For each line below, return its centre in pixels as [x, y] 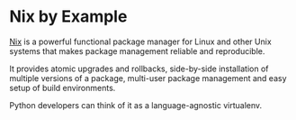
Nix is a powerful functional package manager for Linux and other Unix [140, 42]
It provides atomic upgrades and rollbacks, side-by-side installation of [139, 69]
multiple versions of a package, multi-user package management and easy [148, 78]
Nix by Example [68, 17]
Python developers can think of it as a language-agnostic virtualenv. [136, 105]
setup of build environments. [63, 88]
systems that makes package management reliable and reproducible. [137, 51]
